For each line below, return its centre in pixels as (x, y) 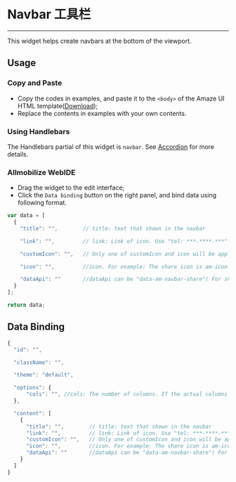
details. (18, 154)
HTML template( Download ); (58, 105)
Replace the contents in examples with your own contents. (102, 113)
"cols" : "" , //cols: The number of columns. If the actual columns (127, 394)
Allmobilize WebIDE (41, 172)
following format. (42, 203)
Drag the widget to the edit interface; (71, 188)
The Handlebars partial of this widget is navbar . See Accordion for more (111, 146)
